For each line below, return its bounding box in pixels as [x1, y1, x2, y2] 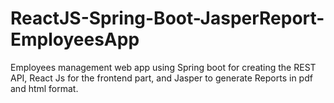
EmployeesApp [10, 28, 140, 51]
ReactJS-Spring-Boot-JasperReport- [10, 7, 325, 30]
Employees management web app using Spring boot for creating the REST [10, 61, 317, 73]
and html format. [10, 82, 79, 94]
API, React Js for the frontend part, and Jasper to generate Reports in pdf [10, 72, 313, 84]
